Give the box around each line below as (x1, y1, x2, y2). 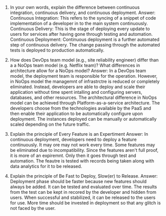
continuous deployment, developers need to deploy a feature (10, 136, 137, 142)
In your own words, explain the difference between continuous (10, 5, 140, 10)
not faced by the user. (10, 205, 56, 211)
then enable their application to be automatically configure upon (10, 111, 143, 117)
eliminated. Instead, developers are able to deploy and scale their (10, 84, 146, 90)
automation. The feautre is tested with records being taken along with (10, 158, 154, 164)
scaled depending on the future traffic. (10, 121, 91, 127)
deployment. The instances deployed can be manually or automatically (10, 116, 157, 122)
